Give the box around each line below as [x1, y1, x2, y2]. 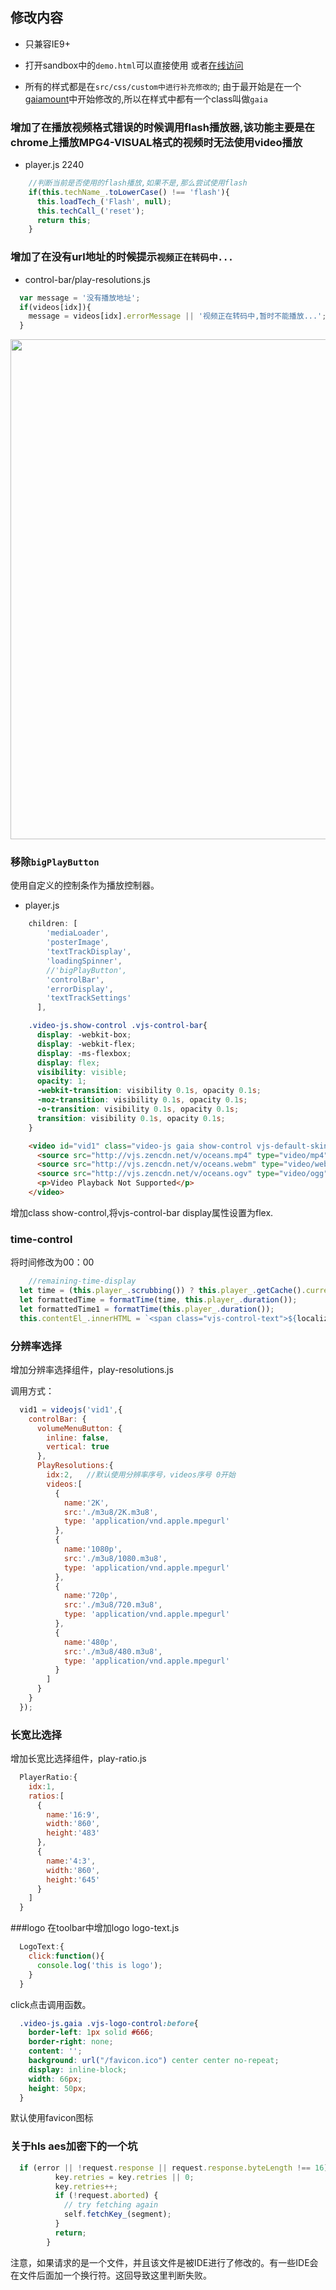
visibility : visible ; [36, 1067, 128, 1077]
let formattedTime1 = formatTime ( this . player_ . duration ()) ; [19, 1304, 275, 1314]
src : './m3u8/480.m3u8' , [63, 1646, 163, 1657]
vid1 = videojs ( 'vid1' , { [19, 1404, 123, 1415]
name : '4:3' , [46, 1856, 97, 1866]
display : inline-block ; [28, 2064, 128, 2075]
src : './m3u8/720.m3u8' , [63, 1600, 163, 1610]
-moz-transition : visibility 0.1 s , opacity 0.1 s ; [36, 1095, 248, 1105]
